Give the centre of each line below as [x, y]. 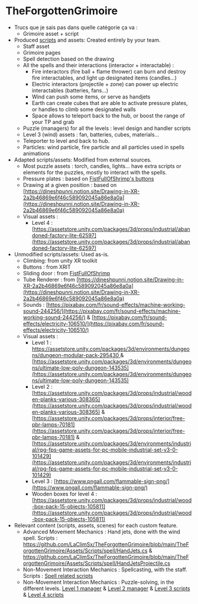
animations [36, 153]
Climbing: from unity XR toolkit [60, 260]
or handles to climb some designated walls [84, 109]
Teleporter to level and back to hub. [66, 141]
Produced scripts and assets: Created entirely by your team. [87, 40]
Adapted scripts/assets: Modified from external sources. [83, 160]
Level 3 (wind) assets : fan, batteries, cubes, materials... [91, 134]
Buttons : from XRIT [47, 267]
